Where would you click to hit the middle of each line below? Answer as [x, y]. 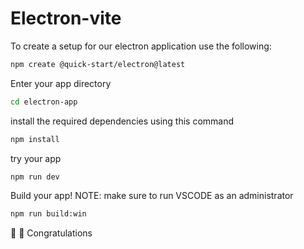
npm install [35, 139]
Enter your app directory [61, 83]
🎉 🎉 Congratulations [51, 233]
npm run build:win [48, 214]
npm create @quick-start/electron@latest [98, 64]
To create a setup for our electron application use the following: [141, 46]
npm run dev [35, 177]
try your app [36, 158]
